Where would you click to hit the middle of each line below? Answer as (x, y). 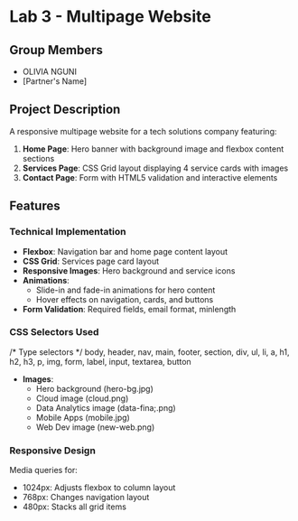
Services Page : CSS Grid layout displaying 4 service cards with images (155, 168)
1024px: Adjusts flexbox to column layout (99, 488)
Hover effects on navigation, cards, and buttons (125, 299)
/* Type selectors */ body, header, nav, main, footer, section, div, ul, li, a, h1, (150, 352)
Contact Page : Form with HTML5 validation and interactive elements (150, 177)
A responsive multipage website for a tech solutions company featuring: (143, 131)
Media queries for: (44, 470)
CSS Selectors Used (54, 332)
